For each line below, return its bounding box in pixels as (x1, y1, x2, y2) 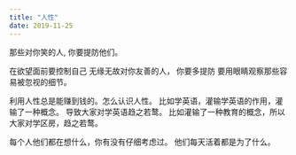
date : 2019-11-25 (9, 21, 74, 30)
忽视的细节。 (24, 76, 72, 87)
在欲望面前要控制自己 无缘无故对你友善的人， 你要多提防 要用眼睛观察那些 (9, 66, 280, 76)
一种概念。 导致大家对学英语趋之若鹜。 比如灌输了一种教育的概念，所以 (24, 106, 285, 117)
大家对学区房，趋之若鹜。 (9, 117, 103, 128)
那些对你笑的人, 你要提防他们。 (9, 46, 122, 58)
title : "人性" (9, 12, 59, 22)
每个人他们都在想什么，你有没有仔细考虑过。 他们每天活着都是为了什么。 (9, 136, 276, 147)
